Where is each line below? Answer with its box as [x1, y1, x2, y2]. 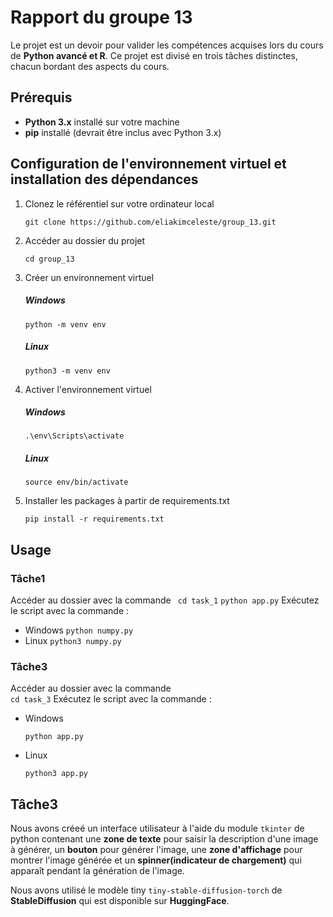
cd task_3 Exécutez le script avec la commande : [10, 693, 212, 705]
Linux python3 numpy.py [24, 635, 122, 647]
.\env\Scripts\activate [24, 431, 125, 441]
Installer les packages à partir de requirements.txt [24, 495, 230, 507]
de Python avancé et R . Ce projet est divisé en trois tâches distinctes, [10, 49, 298, 61]
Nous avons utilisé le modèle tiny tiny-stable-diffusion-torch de [10, 884, 283, 896]
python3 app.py [24, 769, 89, 779]
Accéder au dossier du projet [24, 234, 146, 246]
